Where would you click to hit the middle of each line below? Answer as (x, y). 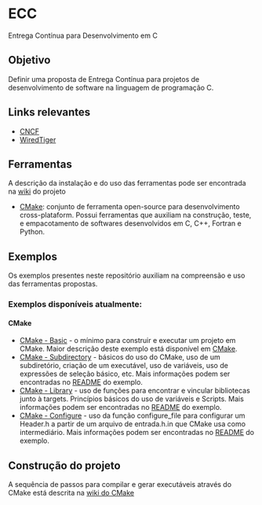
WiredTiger (38, 139)
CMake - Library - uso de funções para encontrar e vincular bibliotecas (135, 391)
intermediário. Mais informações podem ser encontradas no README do (137, 433)
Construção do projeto (64, 465)
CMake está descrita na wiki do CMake (71, 493)
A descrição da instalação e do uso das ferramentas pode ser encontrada (127, 183)
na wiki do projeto (37, 192)
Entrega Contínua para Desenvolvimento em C (83, 35)
